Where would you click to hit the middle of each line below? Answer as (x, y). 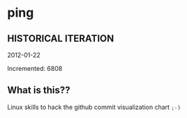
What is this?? (39, 91)
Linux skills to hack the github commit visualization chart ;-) (94, 107)
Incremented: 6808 (35, 68)
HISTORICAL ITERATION (61, 39)
